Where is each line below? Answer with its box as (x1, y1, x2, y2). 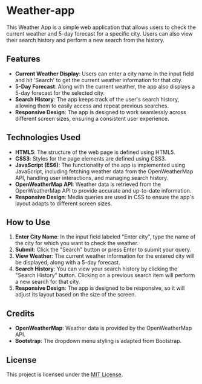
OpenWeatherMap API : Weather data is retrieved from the (15, 181, 161, 188)
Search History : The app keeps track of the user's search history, (15, 95, 180, 103)
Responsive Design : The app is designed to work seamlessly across (15, 108, 186, 115)
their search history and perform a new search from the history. (6, 36, 165, 43)
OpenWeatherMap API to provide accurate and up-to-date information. (15, 187, 192, 194)
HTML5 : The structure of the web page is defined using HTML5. (15, 149, 175, 156)
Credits (6, 309, 35, 319)
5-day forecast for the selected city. (15, 89, 105, 97)
